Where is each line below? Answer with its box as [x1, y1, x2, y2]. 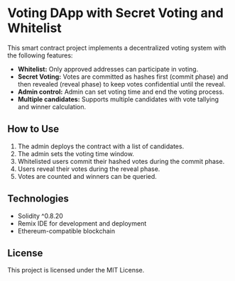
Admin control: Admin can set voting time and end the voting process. [17, 87, 225, 96]
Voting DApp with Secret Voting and [7, 5, 224, 21]
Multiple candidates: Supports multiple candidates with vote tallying [17, 94, 219, 104]
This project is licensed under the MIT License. [7, 266, 145, 275]
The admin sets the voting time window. [17, 149, 135, 158]
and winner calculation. [17, 102, 87, 111]
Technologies [7, 193, 70, 205]
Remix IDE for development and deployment [17, 219, 147, 228]
